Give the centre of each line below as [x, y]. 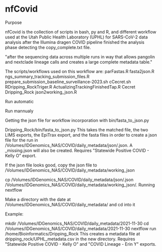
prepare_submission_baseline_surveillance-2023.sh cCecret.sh [68, 82]
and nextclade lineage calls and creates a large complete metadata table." [79, 62]
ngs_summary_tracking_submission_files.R [47, 76]
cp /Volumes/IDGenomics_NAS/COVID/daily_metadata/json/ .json [69, 180]
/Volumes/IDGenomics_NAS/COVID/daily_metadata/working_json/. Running [80, 185]
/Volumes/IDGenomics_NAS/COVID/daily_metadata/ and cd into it [70, 204]
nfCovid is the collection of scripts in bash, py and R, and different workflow [81, 32]
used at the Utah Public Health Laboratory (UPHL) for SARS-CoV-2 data [76, 37]
